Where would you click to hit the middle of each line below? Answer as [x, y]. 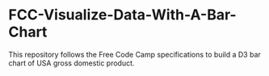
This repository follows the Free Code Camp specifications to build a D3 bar [134, 54]
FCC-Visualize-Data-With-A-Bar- [122, 15]
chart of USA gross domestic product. [71, 63]
